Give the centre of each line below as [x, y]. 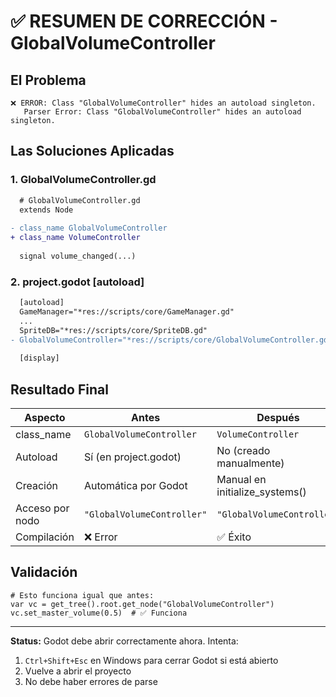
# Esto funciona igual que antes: [82, 595]
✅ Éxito [234, 537]
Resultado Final [59, 389]
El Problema [48, 80]
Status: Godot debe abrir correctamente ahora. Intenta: [124, 641]
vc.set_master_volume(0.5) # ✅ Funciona [99, 613]
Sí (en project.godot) [132, 457]
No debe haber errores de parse [91, 681]
